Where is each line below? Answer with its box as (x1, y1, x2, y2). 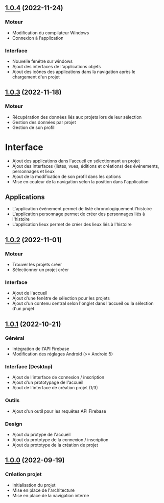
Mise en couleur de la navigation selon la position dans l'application (12, 178, 149, 184)
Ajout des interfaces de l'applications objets (12, 63, 101, 69)
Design (5, 420, 23, 427)
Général (5, 334, 24, 341)
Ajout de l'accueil (12, 290, 47, 296)
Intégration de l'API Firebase (12, 346, 70, 352)
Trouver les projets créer (12, 262, 62, 268)
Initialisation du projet (12, 482, 56, 488)
